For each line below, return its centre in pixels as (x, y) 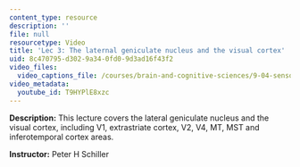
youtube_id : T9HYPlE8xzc (63, 92)
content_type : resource (54, 17)
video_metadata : (39, 84)
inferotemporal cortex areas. (62, 137)
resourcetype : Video (48, 42)
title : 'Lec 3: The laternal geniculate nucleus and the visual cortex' (147, 51)
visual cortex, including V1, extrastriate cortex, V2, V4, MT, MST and (135, 127)
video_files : (33, 68)
